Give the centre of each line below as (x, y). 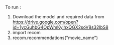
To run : (13, 7)
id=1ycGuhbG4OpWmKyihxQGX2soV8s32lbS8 (61, 27)
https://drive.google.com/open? (45, 22)
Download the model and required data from (58, 17)
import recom (27, 32)
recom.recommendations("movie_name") (55, 38)
